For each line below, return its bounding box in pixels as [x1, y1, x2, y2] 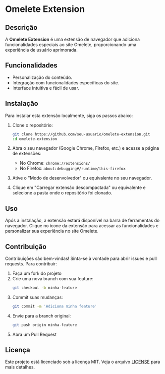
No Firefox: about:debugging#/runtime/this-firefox [19, 165, 126, 172]
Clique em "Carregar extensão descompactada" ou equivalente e [12, 185, 146, 190]
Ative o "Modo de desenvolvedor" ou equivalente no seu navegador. [12, 175, 152, 181]
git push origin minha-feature [12, 322, 77, 327]
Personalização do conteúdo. [12, 74, 73, 80]
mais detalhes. [5, 364, 35, 370]
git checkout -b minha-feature [12, 285, 77, 290]
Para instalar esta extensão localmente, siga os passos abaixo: [5, 113, 133, 119]
